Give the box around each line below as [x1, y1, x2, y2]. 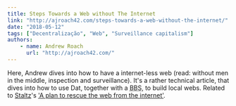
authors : [7, 37, 33, 44]
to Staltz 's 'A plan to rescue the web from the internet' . [7, 91, 166, 99]
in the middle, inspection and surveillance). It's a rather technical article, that [7, 76, 230, 84]
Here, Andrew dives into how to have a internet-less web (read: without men [7, 68, 229, 77]
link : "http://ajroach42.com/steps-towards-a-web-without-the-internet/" [7, 17, 229, 24]
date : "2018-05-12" [7, 23, 65, 30]
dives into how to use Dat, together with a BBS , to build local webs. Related [7, 84, 225, 92]
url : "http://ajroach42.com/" [25, 50, 115, 57]
